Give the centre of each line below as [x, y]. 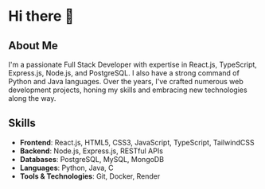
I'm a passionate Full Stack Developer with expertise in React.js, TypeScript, [132, 64]
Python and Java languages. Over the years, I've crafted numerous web [126, 81]
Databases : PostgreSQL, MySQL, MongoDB [92, 159]
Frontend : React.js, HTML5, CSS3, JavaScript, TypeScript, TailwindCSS [137, 142]
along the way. [32, 98]
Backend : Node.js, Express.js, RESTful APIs [91, 151]
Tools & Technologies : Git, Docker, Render [90, 176]
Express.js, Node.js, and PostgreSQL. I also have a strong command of [124, 73]
